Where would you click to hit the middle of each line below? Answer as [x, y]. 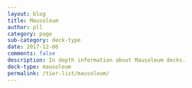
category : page [30, 34]
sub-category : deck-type [44, 40]
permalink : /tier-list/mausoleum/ [59, 73]
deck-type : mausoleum [39, 67]
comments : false [31, 54]
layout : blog [27, 14]
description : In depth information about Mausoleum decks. [97, 60]
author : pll [25, 27]
